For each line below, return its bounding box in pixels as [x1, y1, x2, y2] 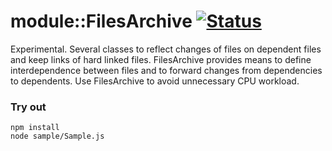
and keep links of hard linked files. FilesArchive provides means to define [10, 53, 312, 65]
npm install [10, 123, 60, 133]
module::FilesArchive [10, 10, 193, 33]
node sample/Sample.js [10, 131, 105, 142]
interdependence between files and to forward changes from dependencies [10, 64, 323, 76]
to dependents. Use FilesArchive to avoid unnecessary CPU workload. [10, 75, 300, 87]
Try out [10, 100, 47, 114]
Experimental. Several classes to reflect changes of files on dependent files [10, 43, 322, 55]
